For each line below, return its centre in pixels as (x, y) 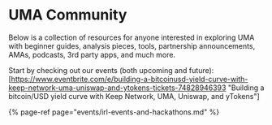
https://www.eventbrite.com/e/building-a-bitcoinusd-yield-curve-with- (130, 79)
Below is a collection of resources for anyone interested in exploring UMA (132, 37)
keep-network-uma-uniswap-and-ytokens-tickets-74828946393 (117, 88)
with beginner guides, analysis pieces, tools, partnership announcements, (132, 45)
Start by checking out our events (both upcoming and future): (111, 70)
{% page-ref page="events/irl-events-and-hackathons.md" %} (114, 112)
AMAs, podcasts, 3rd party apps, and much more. (92, 54)
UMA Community (68, 15)
